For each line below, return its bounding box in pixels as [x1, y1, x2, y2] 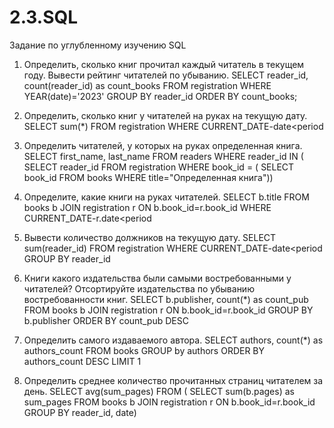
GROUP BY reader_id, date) [23, 406, 137, 418]
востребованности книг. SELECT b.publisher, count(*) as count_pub [23, 293, 309, 305]
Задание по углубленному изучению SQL [9, 39, 187, 51]
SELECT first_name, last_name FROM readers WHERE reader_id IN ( [23, 150, 304, 162]
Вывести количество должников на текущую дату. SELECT [23, 231, 277, 243]
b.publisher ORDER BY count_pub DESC [23, 314, 189, 326]
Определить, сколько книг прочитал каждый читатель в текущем [23, 58, 305, 70]
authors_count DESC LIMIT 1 [23, 355, 142, 367]
